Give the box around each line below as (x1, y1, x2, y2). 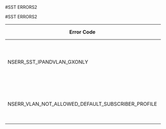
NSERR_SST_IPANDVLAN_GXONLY (7, 59, 88, 65)
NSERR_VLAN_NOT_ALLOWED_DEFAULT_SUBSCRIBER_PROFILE (7, 101, 157, 107)
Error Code (69, 29, 96, 35)
